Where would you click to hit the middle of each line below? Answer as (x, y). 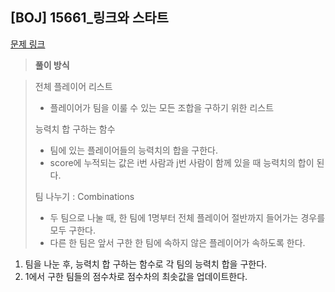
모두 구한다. (72, 230)
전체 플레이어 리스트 (73, 86)
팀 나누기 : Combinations (84, 196)
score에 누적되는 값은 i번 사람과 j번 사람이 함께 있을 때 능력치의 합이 (182, 162)
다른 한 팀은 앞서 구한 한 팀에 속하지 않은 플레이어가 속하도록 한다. (177, 242)
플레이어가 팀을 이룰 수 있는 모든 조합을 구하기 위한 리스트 (162, 107)
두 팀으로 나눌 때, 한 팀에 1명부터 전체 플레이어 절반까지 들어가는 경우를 (187, 217)
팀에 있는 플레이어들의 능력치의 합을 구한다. (134, 150)
